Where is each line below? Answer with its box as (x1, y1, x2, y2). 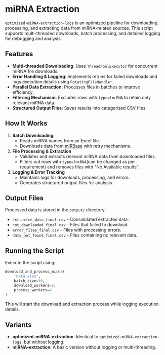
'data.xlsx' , (14, 274, 41, 279)
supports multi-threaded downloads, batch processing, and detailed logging (5, 30, 161, 36)
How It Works (5, 119, 48, 128)
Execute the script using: (5, 260, 56, 266)
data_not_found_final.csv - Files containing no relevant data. (12, 232, 137, 238)
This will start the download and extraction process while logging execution (5, 301, 159, 307)
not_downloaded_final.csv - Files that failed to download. (12, 222, 129, 228)
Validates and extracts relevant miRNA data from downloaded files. (19, 153, 156, 159)
